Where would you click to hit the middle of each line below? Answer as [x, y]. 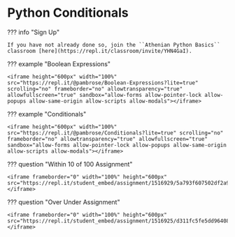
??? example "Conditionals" [47, 114]
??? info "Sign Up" [34, 32]
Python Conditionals [68, 13]
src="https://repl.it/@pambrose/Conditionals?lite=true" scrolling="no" [115, 133]
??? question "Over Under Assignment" [64, 202]
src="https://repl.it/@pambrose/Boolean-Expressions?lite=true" [103, 83]
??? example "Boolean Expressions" [59, 63]
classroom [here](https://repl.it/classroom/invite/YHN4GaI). [100, 51]
